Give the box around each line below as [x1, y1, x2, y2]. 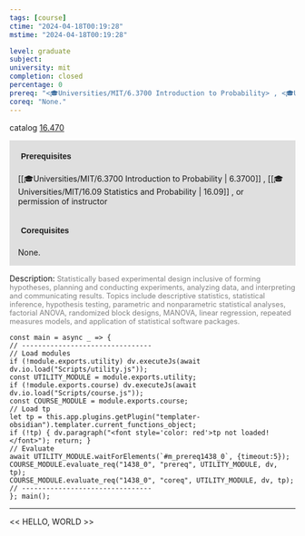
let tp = [9, 412, 43, 422]
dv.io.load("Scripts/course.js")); [9, 388, 144, 397]
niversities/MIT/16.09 [17, 186, 103, 197]
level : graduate [9, 46, 71, 55]
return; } [54, 436, 92, 445]
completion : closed [9, 72, 84, 82]
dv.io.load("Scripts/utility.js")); [9, 365, 148, 374]
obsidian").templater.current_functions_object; [9, 420, 197, 429]
